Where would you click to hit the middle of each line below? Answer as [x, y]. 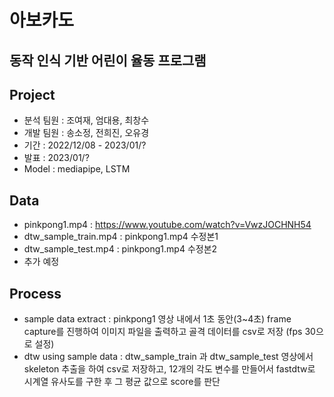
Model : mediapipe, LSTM [77, 169]
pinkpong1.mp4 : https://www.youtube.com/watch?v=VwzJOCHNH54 [167, 225]
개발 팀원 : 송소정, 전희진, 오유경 [86, 133]
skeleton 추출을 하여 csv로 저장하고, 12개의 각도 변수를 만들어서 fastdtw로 [169, 369]
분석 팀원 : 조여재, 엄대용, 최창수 [86, 120]
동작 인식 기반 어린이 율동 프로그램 [108, 60]
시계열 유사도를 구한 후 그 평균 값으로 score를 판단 [122, 382]
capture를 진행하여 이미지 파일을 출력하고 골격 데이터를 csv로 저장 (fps [163, 332]
